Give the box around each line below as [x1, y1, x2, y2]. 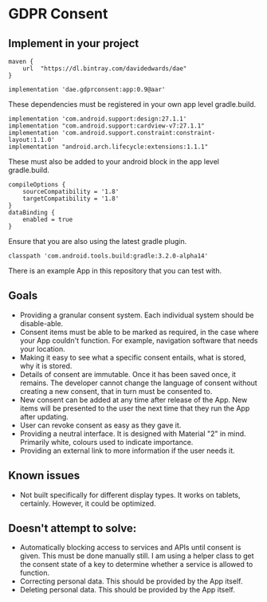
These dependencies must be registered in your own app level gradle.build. [8, 100, 257, 108]
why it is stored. [19, 360, 73, 371]
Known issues [8, 469, 80, 482]
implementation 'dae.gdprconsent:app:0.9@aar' [8, 85, 166, 93]
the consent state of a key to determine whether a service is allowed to [19, 560, 253, 569]
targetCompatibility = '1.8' [22, 195, 120, 203]
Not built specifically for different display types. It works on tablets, [19, 490, 241, 499]
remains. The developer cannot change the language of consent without [19, 378, 257, 388]
